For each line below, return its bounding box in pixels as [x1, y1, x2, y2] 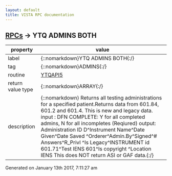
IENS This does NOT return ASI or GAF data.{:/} [40, 152, 154, 159]
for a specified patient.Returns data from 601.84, [40, 100, 159, 108]
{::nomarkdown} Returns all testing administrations [40, 94, 162, 102]
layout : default [5, 7, 40, 13]
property [11, 46, 33, 54]
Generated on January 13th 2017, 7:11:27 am [5, 165, 98, 171]
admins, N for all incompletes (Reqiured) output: [40, 120, 156, 127]
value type [8, 86, 33, 93]
